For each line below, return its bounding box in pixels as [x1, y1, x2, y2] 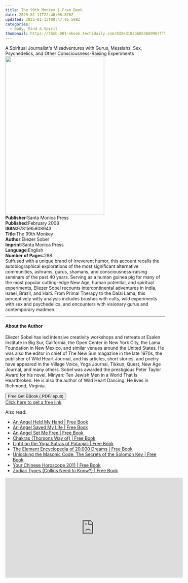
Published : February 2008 [5, 220, 59, 226]
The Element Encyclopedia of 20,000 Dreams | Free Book [12, 446, 133, 452]
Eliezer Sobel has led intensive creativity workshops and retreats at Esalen [5, 334, 161, 341]
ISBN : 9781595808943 [5, 226, 52, 231]
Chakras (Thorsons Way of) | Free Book [12, 435, 96, 441]
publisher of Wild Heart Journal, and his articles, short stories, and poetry [5, 356, 159, 362]
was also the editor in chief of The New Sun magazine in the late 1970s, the [5, 350, 162, 356]
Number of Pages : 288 [5, 253, 52, 258]
